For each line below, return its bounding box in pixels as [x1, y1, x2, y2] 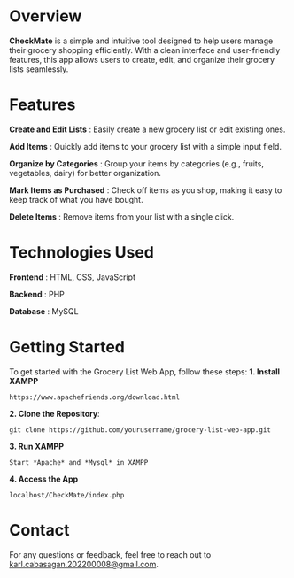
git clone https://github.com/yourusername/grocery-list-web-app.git [9, 425, 272, 435]
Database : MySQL [9, 305, 79, 316]
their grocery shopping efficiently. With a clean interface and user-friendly [9, 44, 281, 55]
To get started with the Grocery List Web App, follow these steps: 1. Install [9, 366, 281, 377]
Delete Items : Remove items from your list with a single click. [9, 211, 235, 222]
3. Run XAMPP [9, 441, 65, 451]
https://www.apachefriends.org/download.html [9, 392, 180, 402]
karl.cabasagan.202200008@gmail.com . [9, 559, 159, 569]
